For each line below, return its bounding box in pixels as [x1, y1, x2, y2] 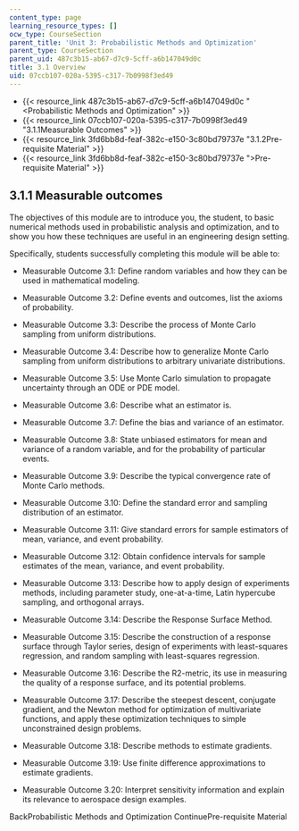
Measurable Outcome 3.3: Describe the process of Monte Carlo [21, 319, 256, 330]
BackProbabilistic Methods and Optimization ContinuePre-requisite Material [9, 810, 287, 822]
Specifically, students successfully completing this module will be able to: [9, 248, 280, 259]
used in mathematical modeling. [21, 274, 140, 286]
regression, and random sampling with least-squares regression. [21, 650, 261, 661]
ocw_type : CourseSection [9, 29, 102, 38]
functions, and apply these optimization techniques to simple [21, 713, 247, 724]
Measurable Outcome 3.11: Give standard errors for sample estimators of [21, 524, 289, 534]
